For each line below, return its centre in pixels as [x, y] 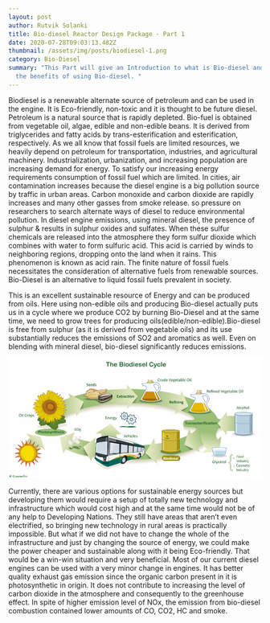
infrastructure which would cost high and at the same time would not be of [132, 508]
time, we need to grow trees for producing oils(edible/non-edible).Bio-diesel [135, 321]
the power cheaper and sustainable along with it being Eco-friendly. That [129, 551]
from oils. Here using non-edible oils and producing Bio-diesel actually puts [133, 303]
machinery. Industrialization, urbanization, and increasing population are [128, 160]
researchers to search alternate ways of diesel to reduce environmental [127, 211]
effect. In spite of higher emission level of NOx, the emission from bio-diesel [135, 602]
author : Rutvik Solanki [48, 25]
